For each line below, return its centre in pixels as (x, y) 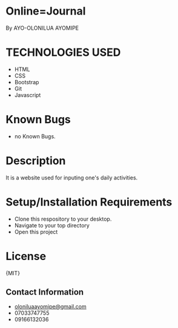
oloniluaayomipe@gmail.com (50, 307)
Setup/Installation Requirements (89, 202)
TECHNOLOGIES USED (63, 52)
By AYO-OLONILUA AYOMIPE (42, 28)
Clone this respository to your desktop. (63, 219)
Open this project (36, 232)
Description (36, 161)
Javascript (28, 95)
